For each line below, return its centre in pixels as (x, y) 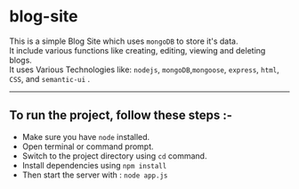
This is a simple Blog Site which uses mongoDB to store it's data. (124, 41)
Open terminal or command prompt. (88, 146)
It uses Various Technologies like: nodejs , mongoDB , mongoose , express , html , (145, 70)
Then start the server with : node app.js (95, 175)
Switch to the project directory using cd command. (114, 156)
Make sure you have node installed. (86, 136)
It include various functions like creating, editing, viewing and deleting (137, 50)
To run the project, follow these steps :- (121, 115)
